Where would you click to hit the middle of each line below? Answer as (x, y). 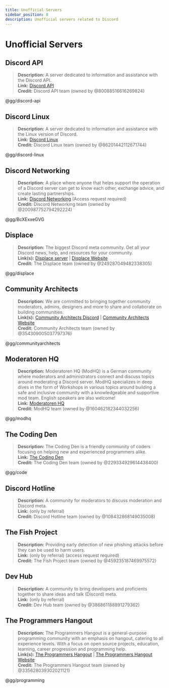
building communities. (41, 312)
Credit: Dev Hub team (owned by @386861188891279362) (79, 605)
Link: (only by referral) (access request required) (68, 555)
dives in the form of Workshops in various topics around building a (87, 387)
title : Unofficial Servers (34, 10)
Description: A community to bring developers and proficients (82, 589)
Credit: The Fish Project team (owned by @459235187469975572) (87, 560)
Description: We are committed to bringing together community (84, 301)
